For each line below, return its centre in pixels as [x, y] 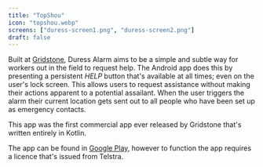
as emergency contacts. [47, 110]
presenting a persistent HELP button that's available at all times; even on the [131, 76]
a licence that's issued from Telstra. [66, 157]
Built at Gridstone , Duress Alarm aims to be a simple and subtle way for [123, 60]
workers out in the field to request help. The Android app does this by [121, 68]
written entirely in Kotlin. [47, 133]
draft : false [29, 37]
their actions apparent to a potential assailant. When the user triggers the [126, 93]
